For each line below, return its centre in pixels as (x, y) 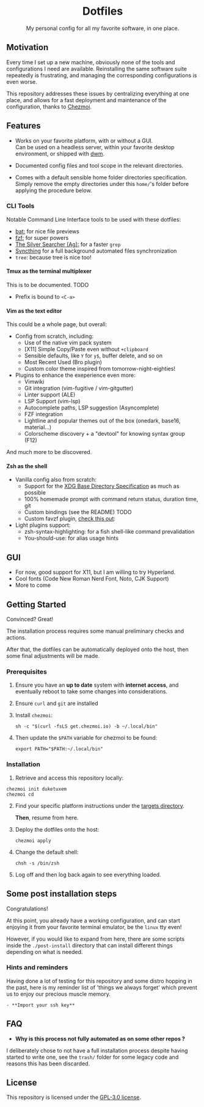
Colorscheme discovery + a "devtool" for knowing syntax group (104, 434)
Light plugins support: (43, 525)
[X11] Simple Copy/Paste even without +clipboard (86, 349)
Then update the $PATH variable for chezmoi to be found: (86, 738)
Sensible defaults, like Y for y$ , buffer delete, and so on (93, 356)
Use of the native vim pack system (68, 343)
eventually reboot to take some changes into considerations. (91, 691)
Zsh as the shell (27, 466)
